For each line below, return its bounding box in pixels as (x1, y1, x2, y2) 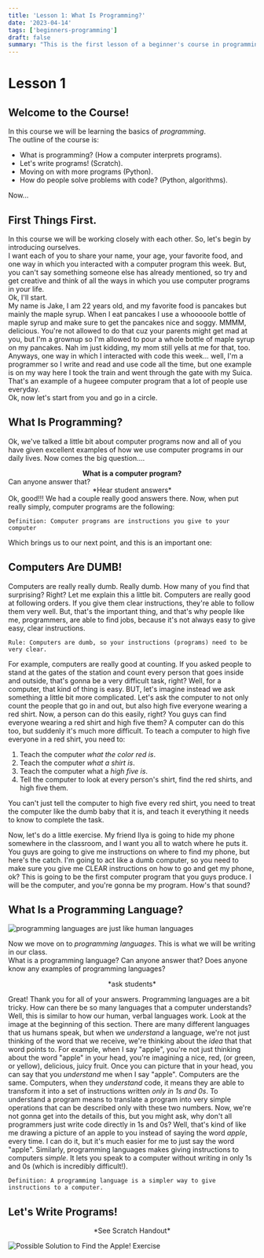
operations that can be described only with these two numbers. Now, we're (8, 1103, 251, 1113)
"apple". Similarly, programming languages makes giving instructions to (8, 1145, 240, 1154)
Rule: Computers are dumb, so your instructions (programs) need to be (8, 638, 247, 646)
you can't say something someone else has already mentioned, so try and (8, 267, 247, 277)
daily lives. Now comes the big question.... (8, 453, 145, 462)
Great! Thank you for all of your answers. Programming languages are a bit (8, 995, 250, 1004)
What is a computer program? (82, 469, 182, 478)
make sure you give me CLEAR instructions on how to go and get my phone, (8, 863, 255, 873)
